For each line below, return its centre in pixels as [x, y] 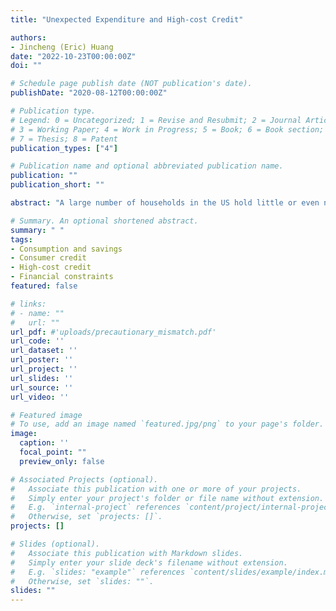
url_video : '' [40, 397]
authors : [28, 37]
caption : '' [44, 443]
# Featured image [46, 415]
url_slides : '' [42, 378]
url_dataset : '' [44, 351]
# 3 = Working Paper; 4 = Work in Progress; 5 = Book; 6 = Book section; [167, 129]
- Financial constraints [62, 277]
